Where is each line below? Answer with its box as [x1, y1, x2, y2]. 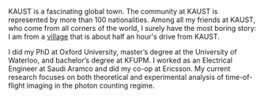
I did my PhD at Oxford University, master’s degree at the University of [8, 47, 237, 56]
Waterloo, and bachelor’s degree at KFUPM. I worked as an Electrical [8, 55, 233, 65]
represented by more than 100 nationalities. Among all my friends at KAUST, [8, 15, 255, 24]
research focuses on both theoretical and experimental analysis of [8, 73, 224, 81]
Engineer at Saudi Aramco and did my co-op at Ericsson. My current [8, 64, 231, 73]
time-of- [224, 73, 253, 81]
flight [8, 81, 25, 90]
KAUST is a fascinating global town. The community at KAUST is [8, 7, 218, 16]
